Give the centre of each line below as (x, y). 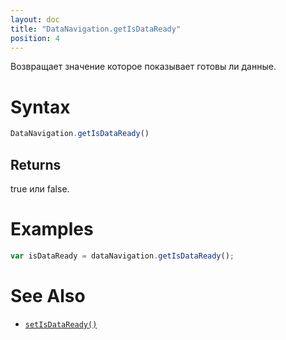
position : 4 (35, 38)
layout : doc (35, 19)
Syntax (40, 107)
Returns (36, 164)
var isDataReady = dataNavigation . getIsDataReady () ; (122, 256)
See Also (48, 296)
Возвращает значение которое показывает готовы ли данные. (143, 67)
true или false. (40, 189)
